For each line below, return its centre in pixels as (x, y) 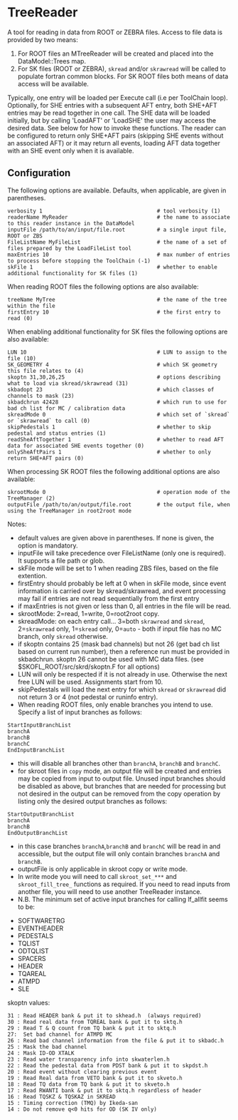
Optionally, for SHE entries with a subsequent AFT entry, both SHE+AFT (113, 105)
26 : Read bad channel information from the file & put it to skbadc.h (115, 1041)
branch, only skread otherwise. (63, 636)
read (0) (20, 318)
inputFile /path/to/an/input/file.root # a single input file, (117, 230)
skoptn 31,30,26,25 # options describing (114, 377)
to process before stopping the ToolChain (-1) (79, 261)
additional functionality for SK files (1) (73, 273)
